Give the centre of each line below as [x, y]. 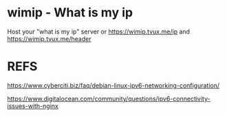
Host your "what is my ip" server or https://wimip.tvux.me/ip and [99, 31]
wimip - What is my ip [70, 13]
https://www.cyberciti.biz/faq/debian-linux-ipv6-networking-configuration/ [113, 85]
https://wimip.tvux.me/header [49, 38]
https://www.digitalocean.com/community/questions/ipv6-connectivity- [109, 99]
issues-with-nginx [33, 106]
